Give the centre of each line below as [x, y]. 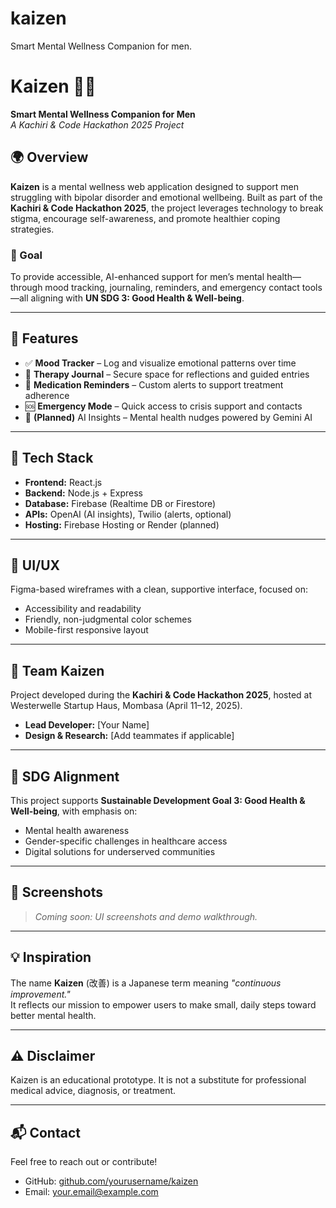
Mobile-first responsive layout [86, 630]
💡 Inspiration [51, 957]
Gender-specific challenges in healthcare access [126, 841]
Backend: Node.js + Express [83, 493]
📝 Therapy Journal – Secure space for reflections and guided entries [167, 374]
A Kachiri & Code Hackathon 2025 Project [97, 124]
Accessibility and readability [83, 609]
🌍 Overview [49, 157]
